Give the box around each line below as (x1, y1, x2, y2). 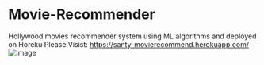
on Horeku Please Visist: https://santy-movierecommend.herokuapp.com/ (8, 39, 250, 49)
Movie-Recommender (8, 5, 156, 23)
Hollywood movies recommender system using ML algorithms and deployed (8, 31, 257, 41)
